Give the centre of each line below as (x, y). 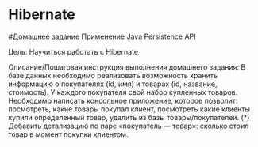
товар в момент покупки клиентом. (68, 134)
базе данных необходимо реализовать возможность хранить (113, 75)
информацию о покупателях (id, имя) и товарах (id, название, (113, 84)
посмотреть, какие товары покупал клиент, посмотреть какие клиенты (129, 109)
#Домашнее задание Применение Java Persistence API (102, 36)
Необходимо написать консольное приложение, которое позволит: (123, 100)
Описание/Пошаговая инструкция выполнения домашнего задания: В (127, 67)
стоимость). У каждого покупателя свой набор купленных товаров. (123, 92)
